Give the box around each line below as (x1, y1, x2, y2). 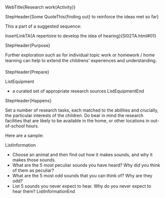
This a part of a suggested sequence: (5, 23, 82, 29)
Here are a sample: (5, 133, 44, 138)
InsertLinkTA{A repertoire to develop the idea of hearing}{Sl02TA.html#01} (5, 33, 157, 39)
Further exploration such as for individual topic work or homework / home (5, 52, 155, 58)
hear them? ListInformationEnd (12, 189, 75, 194)
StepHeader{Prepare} (5, 69, 49, 75)
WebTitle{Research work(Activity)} (5, 4, 76, 10)
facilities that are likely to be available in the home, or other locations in (5, 118, 150, 123)
